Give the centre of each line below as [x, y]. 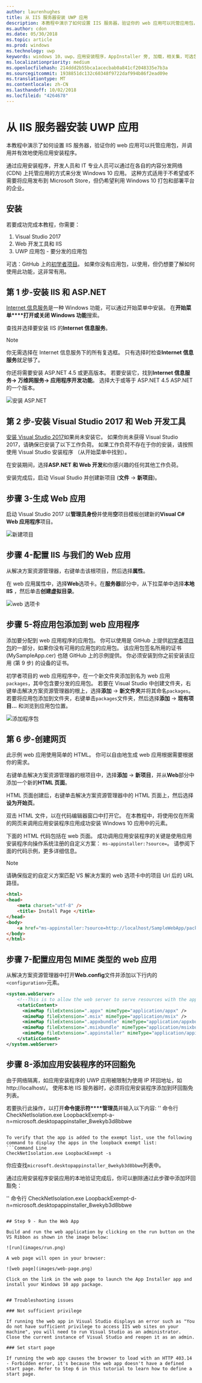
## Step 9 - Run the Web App [43, 1221]
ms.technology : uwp [31, 51]
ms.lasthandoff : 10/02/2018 [41, 90]
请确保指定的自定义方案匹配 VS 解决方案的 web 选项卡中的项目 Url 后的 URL [100, 875]
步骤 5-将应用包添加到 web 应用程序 [73, 625]
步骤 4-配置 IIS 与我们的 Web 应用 [69, 555]
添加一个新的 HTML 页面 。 [38, 783]
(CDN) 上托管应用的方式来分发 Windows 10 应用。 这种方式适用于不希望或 [98, 173]
